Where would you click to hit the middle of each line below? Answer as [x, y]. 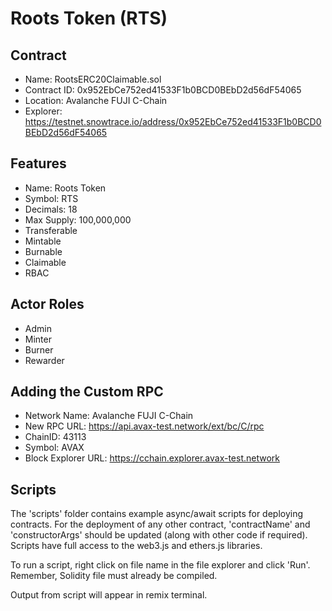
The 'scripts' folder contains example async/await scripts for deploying [157, 514]
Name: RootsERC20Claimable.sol [93, 79]
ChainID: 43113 [55, 437]
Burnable [43, 251]
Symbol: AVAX [54, 448]
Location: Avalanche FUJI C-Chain [96, 100]
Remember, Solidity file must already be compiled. [114, 576]
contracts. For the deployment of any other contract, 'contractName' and [160, 524]
